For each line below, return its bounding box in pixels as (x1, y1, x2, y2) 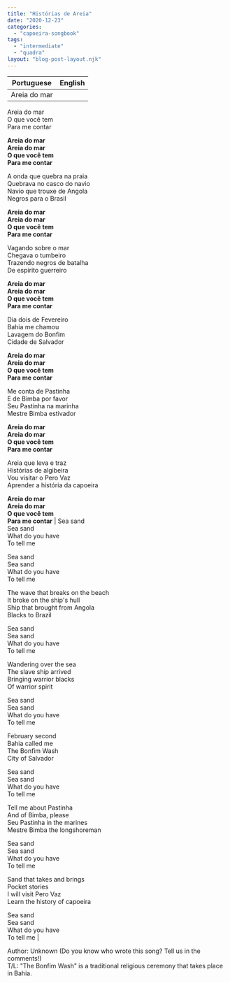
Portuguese (11, 78, 52, 87)
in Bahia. (7, 969, 33, 977)
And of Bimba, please (7, 810, 69, 819)
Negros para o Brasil (7, 194, 66, 203)
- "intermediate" (13, 43, 64, 50)
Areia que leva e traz (7, 459, 67, 467)
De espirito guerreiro (7, 266, 67, 274)
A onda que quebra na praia (7, 172, 88, 180)
